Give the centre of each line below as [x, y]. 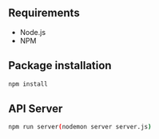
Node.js [33, 32]
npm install [28, 84]
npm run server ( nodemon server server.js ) [80, 127]
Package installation [60, 66]
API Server [36, 108]
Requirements [44, 13]
